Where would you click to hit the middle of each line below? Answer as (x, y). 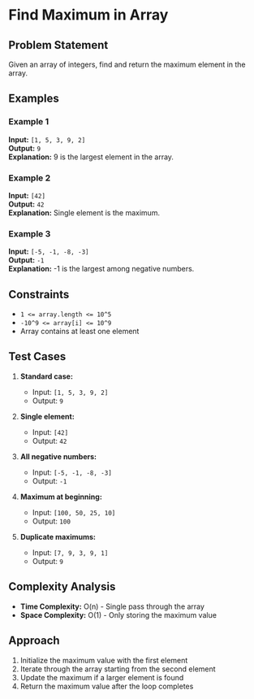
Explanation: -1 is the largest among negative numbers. (101, 269)
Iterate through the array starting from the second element (118, 669)
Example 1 (29, 122)
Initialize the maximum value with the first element (104, 660)
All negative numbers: (58, 456)
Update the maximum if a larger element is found (102, 677)
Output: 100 (52, 521)
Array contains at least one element (80, 332)
